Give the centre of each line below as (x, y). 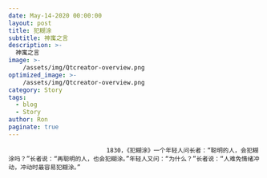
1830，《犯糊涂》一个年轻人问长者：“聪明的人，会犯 (180, 150)
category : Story (35, 90)
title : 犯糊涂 (30, 30)
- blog (26, 105)
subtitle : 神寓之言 (38, 38)
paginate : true (34, 127)
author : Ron (28, 120)
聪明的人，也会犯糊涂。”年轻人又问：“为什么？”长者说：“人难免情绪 (158, 159)
